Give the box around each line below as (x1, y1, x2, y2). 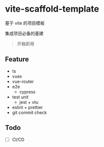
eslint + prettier (12, 104, 43, 110)
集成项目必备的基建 (5, 30, 44, 36)
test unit (12, 94, 29, 100)
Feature (5, 55, 29, 64)
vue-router (12, 78, 34, 84)
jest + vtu (19, 99, 39, 105)
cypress (19, 89, 35, 94)
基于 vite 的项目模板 (5, 20, 45, 26)
